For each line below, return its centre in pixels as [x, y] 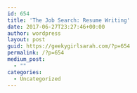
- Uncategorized [37, 79]
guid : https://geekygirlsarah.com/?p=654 [69, 46]
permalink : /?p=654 [36, 53]
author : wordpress [34, 33]
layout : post [26, 40]
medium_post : [26, 59]
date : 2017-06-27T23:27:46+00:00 [56, 27]
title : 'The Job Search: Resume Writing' [69, 20]
